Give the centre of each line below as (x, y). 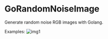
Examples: (15, 31)
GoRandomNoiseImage (52, 9)
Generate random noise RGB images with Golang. (54, 22)
